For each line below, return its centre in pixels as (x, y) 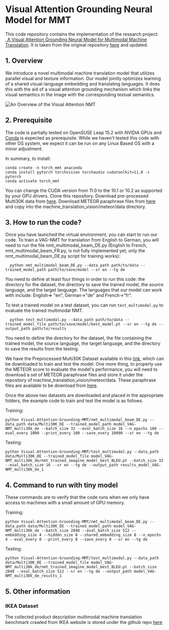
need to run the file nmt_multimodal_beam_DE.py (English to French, (76, 245)
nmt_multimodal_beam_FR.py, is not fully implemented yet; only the (75, 251)
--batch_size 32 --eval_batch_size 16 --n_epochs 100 (99, 429)
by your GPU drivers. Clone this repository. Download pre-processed (77, 195)
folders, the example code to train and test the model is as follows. (74, 401)
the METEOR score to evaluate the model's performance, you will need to (81, 369)
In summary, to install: (28, 159)
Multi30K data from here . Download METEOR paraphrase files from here (80, 201)
